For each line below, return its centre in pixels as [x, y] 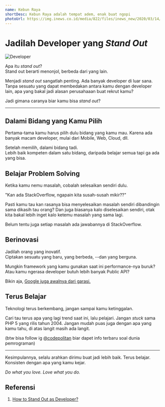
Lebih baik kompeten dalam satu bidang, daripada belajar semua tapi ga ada [82, 153]
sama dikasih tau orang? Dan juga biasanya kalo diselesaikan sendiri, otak [80, 209]
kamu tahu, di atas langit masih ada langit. [48, 328]
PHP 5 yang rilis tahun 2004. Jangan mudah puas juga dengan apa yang [78, 323]
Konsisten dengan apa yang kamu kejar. [45, 362]
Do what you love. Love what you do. [43, 372]
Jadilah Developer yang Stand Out [76, 43]
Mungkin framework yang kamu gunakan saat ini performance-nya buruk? [80, 266]
